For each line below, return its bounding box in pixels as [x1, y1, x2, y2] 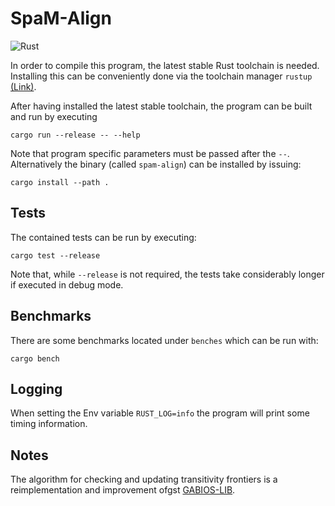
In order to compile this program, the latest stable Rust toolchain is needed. [10, 59, 320, 71]
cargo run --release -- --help [10, 130, 141, 140]
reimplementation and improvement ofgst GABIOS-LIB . [10, 484, 236, 496]
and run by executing [10, 110, 98, 122]
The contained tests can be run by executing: [10, 231, 197, 243]
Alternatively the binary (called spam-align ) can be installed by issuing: [10, 158, 302, 170]
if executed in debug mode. [10, 278, 124, 291]
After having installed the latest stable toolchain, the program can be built [10, 100, 313, 112]
